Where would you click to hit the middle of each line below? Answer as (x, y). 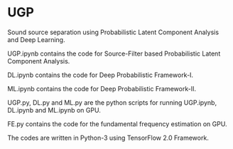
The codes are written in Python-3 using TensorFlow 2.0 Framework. (108, 138)
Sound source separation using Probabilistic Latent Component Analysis (113, 32)
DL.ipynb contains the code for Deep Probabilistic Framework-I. (101, 75)
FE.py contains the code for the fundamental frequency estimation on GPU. (117, 124)
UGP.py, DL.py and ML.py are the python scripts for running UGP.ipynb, (112, 102)
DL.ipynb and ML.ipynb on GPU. (54, 110)
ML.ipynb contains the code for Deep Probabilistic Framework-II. (102, 88)
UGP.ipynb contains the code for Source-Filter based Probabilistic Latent (114, 53)
